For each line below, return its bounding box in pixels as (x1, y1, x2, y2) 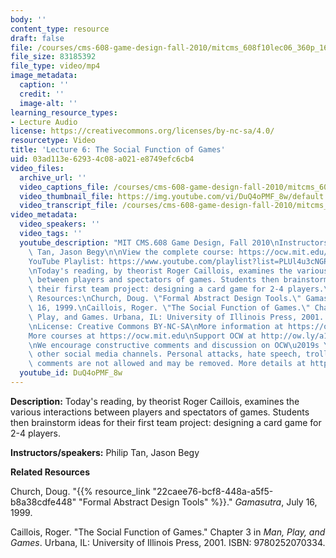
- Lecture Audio (10, 117, 78, 127)
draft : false (10, 33, 65, 43)
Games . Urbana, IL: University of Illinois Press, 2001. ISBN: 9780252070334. (10, 536, 326, 548)
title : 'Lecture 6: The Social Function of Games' (10, 145, 226, 155)
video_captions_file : (19, 182, 110, 192)
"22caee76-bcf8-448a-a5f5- (152, 485, 274, 497)
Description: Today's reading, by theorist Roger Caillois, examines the (10, 395, 300, 407)
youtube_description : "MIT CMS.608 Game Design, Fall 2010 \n (19, 237, 280, 248)
